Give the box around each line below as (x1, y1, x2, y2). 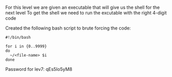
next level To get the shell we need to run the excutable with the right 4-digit (5, 10, 167, 16)
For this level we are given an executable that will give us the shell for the (5, 5, 160, 10)
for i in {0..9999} (5, 44, 47, 49)
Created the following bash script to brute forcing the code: (5, 25, 131, 31)
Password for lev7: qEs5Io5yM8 (5, 66, 73, 72)
